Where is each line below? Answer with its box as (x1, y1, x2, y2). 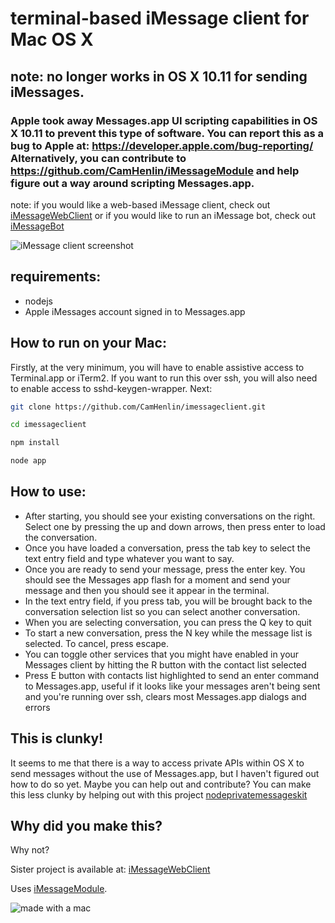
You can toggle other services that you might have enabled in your (24, 648, 300, 660)
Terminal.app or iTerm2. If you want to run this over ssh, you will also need (10, 372, 318, 384)
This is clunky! (10, 730, 104, 747)
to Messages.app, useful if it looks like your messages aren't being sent (24, 680, 321, 692)
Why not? (10, 844, 50, 856)
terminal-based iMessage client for (10, 7, 310, 30)
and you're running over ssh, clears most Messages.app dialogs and (24, 690, 307, 702)
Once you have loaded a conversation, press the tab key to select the (24, 542, 311, 554)
